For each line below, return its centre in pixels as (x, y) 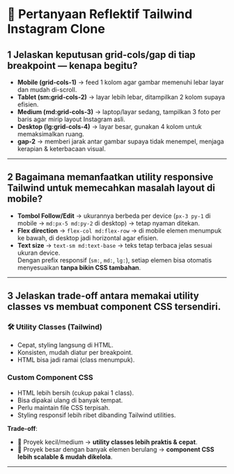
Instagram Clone (56, 29)
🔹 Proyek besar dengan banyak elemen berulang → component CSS (116, 449)
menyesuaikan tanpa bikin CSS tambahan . (79, 267)
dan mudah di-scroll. (47, 89)
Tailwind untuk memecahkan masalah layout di (111, 188)
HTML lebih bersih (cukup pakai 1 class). (76, 393)
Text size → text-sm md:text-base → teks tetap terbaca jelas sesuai (115, 245)
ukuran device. (39, 253)
